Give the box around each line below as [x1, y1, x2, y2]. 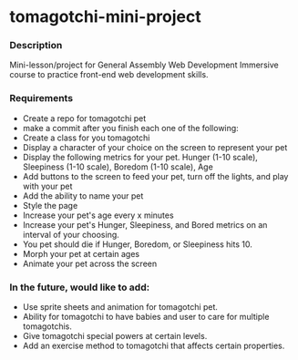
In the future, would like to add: [9, 281, 150, 293]
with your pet [22, 180, 73, 191]
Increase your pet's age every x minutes [22, 210, 175, 221]
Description [9, 39, 63, 52]
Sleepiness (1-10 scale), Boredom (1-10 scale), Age [22, 161, 214, 172]
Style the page [22, 200, 78, 211]
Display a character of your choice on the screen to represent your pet [22, 141, 288, 152]
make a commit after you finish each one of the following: [22, 122, 239, 133]
